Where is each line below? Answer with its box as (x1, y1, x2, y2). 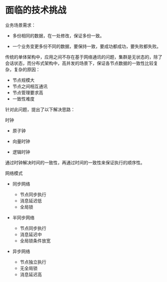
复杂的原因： (13, 66, 40, 72)
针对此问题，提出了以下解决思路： (5, 106, 75, 112)
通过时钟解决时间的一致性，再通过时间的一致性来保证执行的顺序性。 (5, 159, 145, 165)
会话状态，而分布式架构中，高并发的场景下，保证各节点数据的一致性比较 (5, 60, 154, 66)
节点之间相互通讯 (12, 83, 48, 89)
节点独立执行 (19, 258, 46, 265)
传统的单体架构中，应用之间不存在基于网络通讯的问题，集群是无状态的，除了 (5, 53, 163, 60)
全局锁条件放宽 (19, 237, 51, 243)
